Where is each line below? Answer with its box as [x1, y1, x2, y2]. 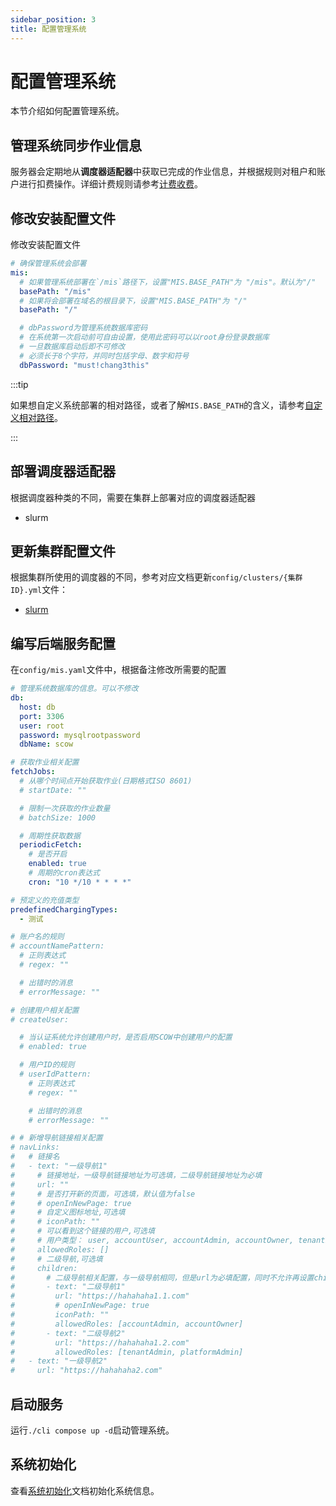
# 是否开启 [28, 849, 68, 860]
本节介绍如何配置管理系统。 [10, 105, 125, 117]
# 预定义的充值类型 [10, 895, 80, 905]
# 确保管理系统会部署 [10, 259, 87, 269]
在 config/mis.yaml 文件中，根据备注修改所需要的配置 [10, 664, 227, 676]
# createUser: [10, 1014, 70, 1025]
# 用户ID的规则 [19, 1060, 75, 1070]
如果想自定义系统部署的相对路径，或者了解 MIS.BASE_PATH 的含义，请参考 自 [10, 399, 315, 411]
